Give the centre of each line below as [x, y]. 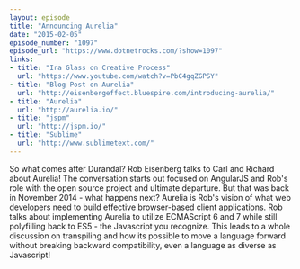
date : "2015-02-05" [46, 34]
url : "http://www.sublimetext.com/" [86, 143]
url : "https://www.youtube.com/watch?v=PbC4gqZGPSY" [118, 76]
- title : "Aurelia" [46, 101]
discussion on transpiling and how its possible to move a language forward [147, 236]
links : [22, 59]
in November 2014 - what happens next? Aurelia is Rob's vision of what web [150, 197]
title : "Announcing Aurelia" [64, 26]
